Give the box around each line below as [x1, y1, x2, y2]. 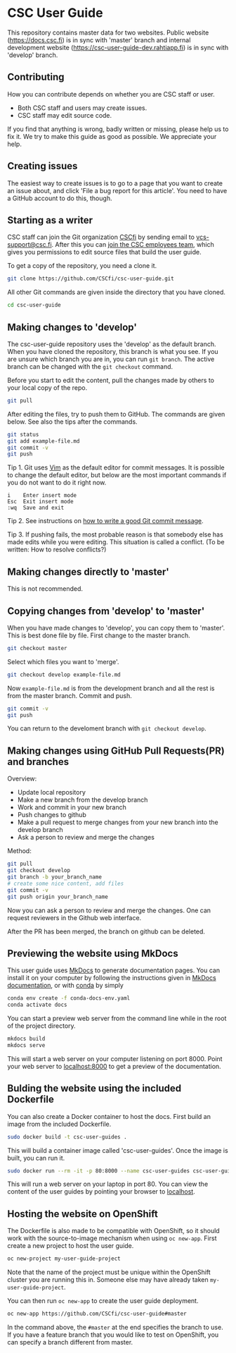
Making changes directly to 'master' [7, 565, 170, 577]
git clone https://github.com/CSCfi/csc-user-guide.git [7, 275, 174, 283]
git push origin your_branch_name [7, 893, 109, 900]
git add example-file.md [7, 437, 80, 445]
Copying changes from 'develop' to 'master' [7, 605, 205, 617]
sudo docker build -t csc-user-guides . [7, 1133, 128, 1140]
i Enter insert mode [7, 492, 77, 499]
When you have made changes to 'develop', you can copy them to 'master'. [7, 623, 225, 632]
